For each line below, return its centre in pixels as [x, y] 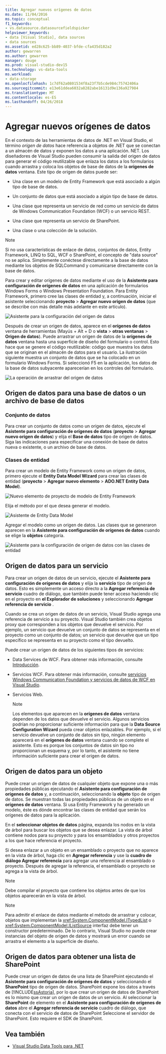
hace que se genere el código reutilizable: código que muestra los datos [79, 347]
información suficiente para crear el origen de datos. [66, 756]
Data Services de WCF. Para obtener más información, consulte [77, 659]
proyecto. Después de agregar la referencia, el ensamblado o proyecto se [80, 866]
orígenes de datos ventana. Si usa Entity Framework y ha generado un [77, 805]
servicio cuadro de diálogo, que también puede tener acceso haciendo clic [82, 594]
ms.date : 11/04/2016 [27, 14]
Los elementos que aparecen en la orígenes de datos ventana [76, 713]
